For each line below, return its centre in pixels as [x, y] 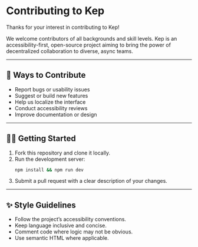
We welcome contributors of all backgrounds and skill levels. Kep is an [92, 38]
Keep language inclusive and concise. [61, 226]
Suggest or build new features [51, 95]
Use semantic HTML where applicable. [62, 238]
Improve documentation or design [56, 114]
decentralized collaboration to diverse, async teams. [70, 51]
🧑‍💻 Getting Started [41, 139]
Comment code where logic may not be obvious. [74, 232]
